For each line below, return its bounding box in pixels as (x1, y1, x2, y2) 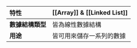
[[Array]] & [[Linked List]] (52, 8, 128, 17)
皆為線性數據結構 (52, 20, 102, 29)
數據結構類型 (9, 20, 47, 29)
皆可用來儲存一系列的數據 (52, 32, 127, 40)
